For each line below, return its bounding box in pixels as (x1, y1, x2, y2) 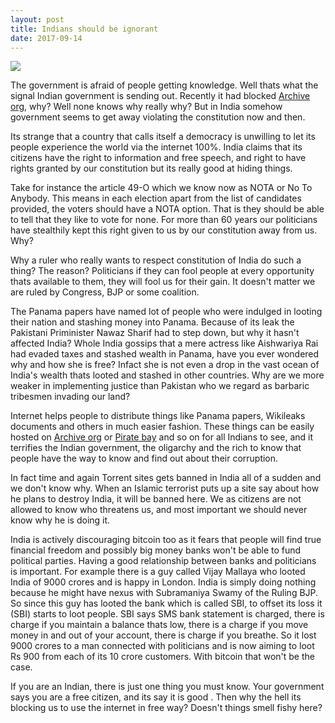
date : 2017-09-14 (10, 33, 83, 43)
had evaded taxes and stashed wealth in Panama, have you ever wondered (10, 348, 320, 360)
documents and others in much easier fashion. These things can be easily (10, 421, 315, 433)
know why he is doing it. (10, 514, 111, 526)
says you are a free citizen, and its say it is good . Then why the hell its (10, 691, 302, 703)
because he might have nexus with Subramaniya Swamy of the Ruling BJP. (10, 587, 319, 599)
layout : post (10, 14, 65, 25)
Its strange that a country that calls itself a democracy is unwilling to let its (10, 131, 316, 143)
